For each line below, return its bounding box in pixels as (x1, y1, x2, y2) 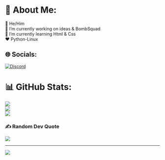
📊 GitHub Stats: (5, 81, 72, 92)
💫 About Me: (5, 4, 57, 16)
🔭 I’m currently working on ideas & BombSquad (5, 25, 101, 31)
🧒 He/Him (5, 21, 25, 26)
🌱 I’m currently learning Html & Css (5, 31, 76, 37)
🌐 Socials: (5, 50, 37, 59)
